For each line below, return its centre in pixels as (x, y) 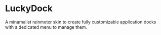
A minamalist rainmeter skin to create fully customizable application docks (81, 22)
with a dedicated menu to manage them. (46, 27)
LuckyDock (29, 9)
